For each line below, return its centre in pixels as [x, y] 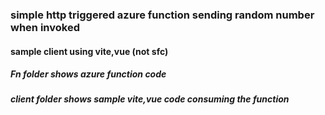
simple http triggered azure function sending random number [162, 15]
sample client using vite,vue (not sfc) [89, 51]
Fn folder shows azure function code [88, 74]
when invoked [45, 27]
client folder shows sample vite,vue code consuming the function [150, 99]
